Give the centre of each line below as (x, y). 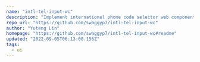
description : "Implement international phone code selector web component (101, 17)
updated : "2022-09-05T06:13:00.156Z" (53, 39)
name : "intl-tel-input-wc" (40, 12)
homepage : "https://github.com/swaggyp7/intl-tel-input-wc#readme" (92, 34)
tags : (13, 45)
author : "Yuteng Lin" (33, 28)
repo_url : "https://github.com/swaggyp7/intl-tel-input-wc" (82, 22)
